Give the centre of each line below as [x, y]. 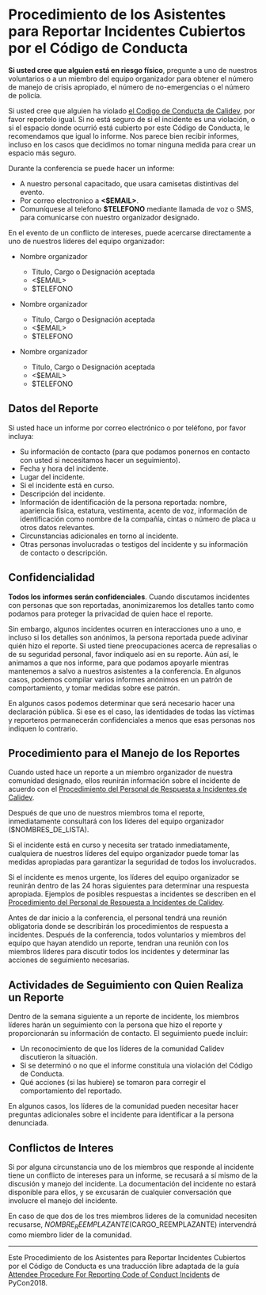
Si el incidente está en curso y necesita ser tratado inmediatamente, [119, 845]
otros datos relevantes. [57, 527]
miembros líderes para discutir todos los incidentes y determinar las [119, 952]
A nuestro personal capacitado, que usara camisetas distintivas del [129, 183]
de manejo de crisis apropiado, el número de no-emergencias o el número [129, 87]
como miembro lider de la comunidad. [70, 1235]
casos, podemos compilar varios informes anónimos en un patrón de [120, 679]
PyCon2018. [28, 1282]
